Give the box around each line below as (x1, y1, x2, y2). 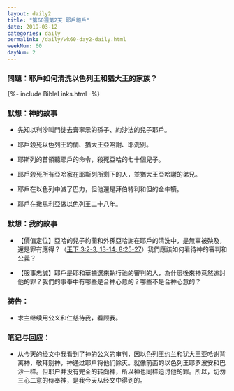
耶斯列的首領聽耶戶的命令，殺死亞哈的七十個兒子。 (17, 155, 165, 164)
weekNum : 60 (7, 43, 42, 50)
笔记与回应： (7, 332, 51, 342)
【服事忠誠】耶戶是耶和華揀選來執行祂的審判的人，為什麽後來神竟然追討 (17, 268, 226, 276)
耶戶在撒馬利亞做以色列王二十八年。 (17, 200, 122, 208)
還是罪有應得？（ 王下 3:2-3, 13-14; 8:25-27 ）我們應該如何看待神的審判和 (17, 245, 228, 253)
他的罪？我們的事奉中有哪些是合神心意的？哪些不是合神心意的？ (17, 277, 201, 286)
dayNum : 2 (7, 50, 36, 57)
